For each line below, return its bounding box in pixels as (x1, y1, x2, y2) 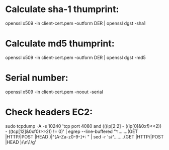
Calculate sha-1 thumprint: (5, 4, 119, 15)
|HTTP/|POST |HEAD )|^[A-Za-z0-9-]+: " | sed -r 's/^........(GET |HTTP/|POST (5, 133, 164, 139)
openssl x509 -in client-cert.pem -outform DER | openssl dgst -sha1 (5, 20, 146, 26)
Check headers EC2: (5, 107, 93, 118)
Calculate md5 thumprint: (5, 38, 115, 49)
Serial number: (5, 72, 69, 84)
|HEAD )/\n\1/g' (5, 139, 37, 145)
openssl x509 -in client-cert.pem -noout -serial (5, 89, 103, 95)
